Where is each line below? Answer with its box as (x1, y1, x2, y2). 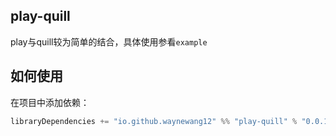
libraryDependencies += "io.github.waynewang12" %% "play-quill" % (10, 116, 298, 126)
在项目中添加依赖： (10, 96, 90, 108)
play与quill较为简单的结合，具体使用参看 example (10, 35, 208, 48)
